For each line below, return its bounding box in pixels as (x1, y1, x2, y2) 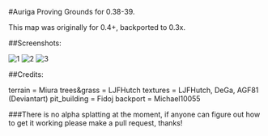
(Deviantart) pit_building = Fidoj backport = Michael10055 (8, 94, 201, 104)
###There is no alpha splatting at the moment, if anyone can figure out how (8, 109, 261, 119)
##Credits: (8, 70, 44, 79)
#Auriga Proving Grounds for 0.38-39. (8, 7, 135, 16)
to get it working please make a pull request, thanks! (8, 118, 183, 128)
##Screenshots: (8, 38, 62, 48)
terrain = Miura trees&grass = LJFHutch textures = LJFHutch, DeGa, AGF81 (8, 85, 259, 95)
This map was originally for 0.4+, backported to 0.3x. (8, 23, 186, 32)
